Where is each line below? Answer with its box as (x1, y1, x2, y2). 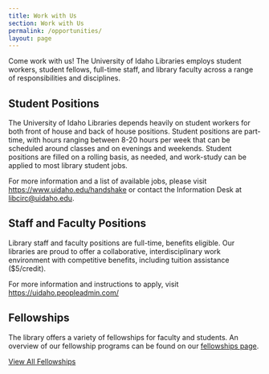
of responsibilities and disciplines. (8, 73, 120, 83)
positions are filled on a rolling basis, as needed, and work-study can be (8, 152, 247, 162)
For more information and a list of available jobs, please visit (8, 176, 207, 186)
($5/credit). (8, 263, 47, 273)
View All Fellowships (8, 356, 76, 366)
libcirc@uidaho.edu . (8, 194, 75, 203)
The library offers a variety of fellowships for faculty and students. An (8, 332, 238, 342)
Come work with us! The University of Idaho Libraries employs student (8, 56, 243, 66)
